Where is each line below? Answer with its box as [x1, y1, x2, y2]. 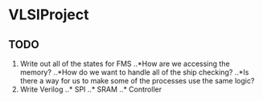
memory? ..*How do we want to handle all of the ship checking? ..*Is [19, 67, 249, 77]
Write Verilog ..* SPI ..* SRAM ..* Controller [19, 84, 162, 94]
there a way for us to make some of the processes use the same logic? [19, 76, 255, 85]
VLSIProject [8, 6, 89, 24]
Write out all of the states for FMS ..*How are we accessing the [19, 59, 231, 68]
